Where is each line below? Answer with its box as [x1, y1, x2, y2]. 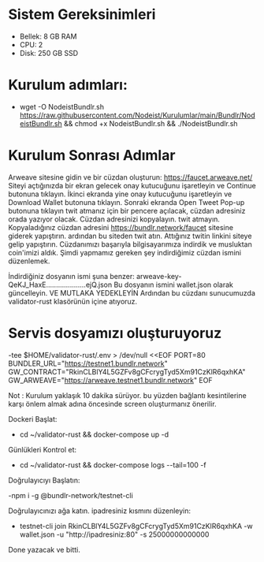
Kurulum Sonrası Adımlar [8, 147, 176, 165]
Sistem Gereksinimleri [8, 6, 156, 24]
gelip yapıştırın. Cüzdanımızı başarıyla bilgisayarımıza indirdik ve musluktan [8, 239, 252, 249]
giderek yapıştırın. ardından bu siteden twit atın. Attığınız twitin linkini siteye [8, 231, 252, 240]
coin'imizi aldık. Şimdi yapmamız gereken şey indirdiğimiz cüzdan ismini [8, 248, 242, 257]
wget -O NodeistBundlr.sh [19, 102, 105, 111]
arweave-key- [136, 271, 182, 281]
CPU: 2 [19, 39, 43, 49]
